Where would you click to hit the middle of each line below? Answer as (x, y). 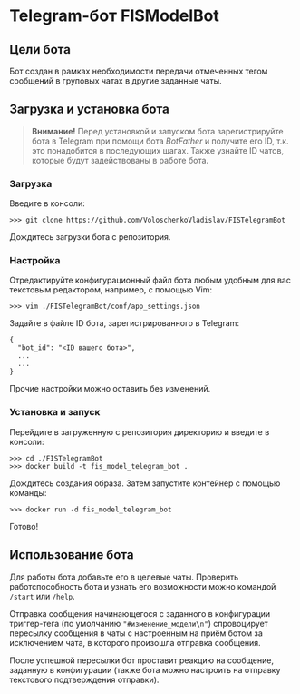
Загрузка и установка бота (89, 109)
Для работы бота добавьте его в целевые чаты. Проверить (124, 577)
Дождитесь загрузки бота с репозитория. (90, 237)
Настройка (35, 261)
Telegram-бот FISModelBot (114, 16)
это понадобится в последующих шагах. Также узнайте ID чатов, (157, 150)
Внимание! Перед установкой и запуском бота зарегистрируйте (157, 131)
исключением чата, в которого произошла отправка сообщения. (135, 642)
